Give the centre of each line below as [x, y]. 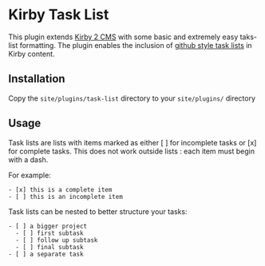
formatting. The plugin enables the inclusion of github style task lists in [136, 45]
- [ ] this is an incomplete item [66, 197]
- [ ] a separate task [46, 254]
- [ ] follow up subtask [57, 240]
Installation [37, 79]
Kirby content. [32, 54]
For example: [30, 175]
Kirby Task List [59, 15]
